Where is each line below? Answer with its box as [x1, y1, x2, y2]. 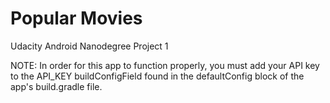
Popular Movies [10, 7, 143, 30]
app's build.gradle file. [10, 80, 103, 92]
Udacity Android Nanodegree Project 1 [10, 40, 169, 52]
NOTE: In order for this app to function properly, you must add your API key [10, 59, 320, 71]
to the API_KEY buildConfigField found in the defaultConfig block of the [10, 70, 305, 82]
